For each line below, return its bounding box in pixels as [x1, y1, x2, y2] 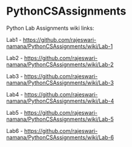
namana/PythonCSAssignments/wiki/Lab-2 [6, 61, 114, 68]
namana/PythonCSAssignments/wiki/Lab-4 [6, 97, 114, 104]
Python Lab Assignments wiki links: [6, 24, 94, 32]
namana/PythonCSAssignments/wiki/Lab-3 [6, 79, 114, 86]
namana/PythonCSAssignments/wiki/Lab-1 [6, 43, 113, 50]
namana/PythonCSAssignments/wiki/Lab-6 [6, 134, 114, 141]
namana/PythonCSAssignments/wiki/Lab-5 [6, 115, 114, 123]
